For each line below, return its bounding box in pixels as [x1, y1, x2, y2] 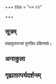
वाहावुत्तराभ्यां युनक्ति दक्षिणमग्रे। [5, 41, 52, 46]
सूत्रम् [5, 28, 17, 36]
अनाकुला [5, 55, 25, 63]
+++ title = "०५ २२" [5, 4, 42, 10]
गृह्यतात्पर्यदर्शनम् [5, 71, 41, 79]
